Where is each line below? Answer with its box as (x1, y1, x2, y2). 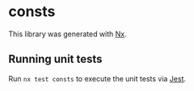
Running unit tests (8, 52, 103, 66)
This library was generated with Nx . (8, 29, 127, 39)
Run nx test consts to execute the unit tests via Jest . (8, 73, 187, 83)
